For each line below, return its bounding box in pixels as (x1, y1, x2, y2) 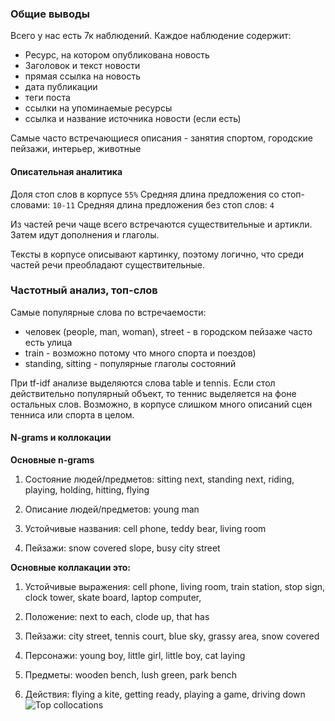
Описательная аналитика (10, 165, 123, 177)
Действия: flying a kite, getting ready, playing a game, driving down (24, 688, 306, 700)
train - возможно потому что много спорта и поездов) (24, 347, 257, 359)
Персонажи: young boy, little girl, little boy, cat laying (24, 650, 246, 661)
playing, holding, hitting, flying (24, 484, 150, 496)
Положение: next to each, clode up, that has (24, 611, 210, 622)
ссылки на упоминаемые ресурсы (24, 102, 173, 114)
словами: (10, 198, 51, 211)
